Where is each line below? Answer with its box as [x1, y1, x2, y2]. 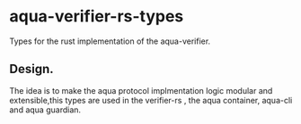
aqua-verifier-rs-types [9, 6, 184, 27]
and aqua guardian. [9, 104, 82, 115]
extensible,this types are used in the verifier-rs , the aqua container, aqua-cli [9, 95, 293, 105]
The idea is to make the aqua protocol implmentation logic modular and [9, 85, 273, 95]
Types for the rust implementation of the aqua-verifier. [9, 36, 211, 46]
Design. [9, 62, 54, 77]
